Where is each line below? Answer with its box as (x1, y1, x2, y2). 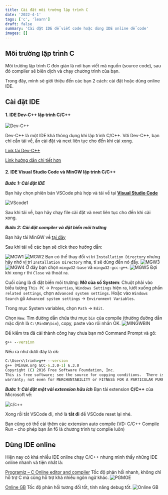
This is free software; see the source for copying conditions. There (5, 372, 157, 377)
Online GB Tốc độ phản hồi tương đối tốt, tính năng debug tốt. (5, 484, 132, 490)
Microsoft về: (5, 391, 32, 398)
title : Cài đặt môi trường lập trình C (5, 7, 88, 13)
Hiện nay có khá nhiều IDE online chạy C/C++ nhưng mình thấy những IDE (5, 454, 157, 460)
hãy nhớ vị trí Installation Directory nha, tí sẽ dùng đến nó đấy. (5, 259, 140, 265)
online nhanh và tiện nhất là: (5, 459, 63, 465)
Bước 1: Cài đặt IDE (5, 180, 45, 186)
